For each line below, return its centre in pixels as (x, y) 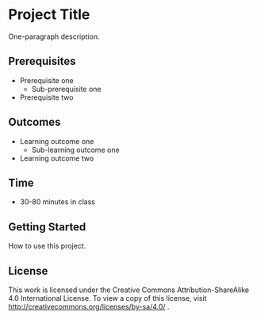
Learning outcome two (57, 158)
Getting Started (47, 227)
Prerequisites (42, 61)
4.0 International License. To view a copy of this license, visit (107, 298)
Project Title (49, 15)
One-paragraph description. (54, 36)
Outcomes (35, 122)
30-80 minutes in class (57, 202)
